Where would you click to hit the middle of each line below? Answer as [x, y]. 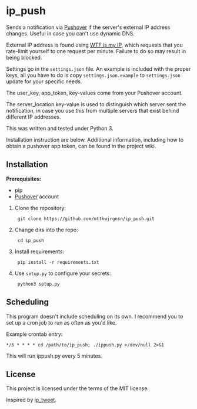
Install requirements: [39, 251]
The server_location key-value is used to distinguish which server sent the [96, 104]
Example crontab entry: [34, 334]
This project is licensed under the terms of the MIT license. [77, 388]
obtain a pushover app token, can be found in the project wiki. [81, 146]
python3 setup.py [39, 284]
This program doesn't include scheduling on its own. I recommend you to [95, 316]
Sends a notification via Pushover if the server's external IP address [88, 27]
